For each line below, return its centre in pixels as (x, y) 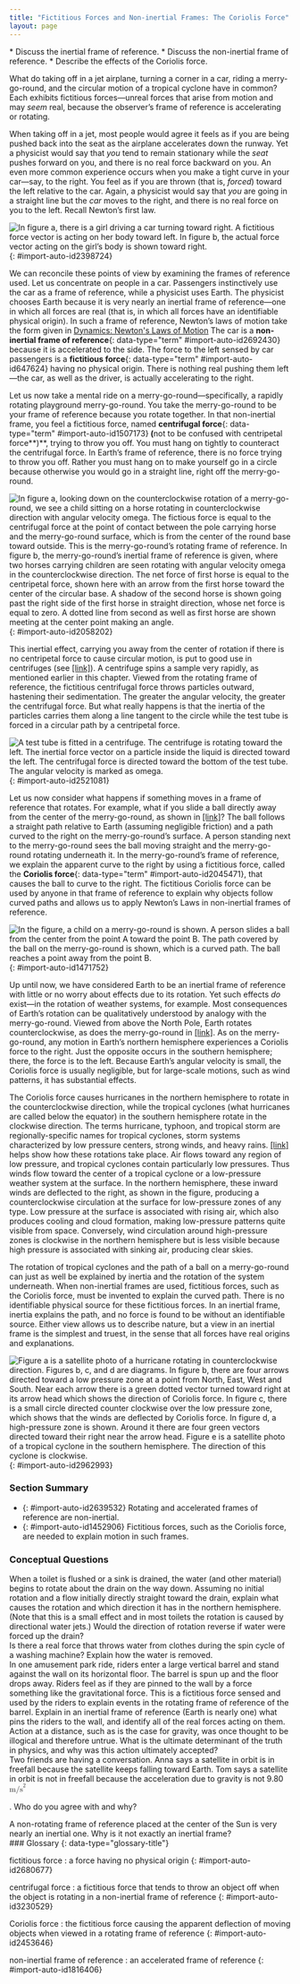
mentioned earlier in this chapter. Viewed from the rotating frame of (133, 677)
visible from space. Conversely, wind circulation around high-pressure (138, 1230)
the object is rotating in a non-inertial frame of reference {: (117, 1896)
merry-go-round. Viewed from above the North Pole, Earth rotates (131, 1023)
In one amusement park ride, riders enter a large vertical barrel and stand (144, 1665)
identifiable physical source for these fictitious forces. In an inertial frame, (145, 1305)
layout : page (33, 26)
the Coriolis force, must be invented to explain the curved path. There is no (147, 1295)
